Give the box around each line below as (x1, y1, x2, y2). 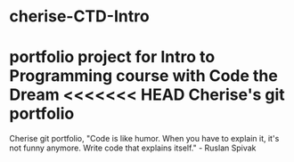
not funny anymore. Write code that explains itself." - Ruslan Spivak (9, 142, 257, 153)
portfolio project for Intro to (9, 47, 216, 68)
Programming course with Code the (9, 66, 278, 86)
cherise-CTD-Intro (9, 6, 150, 27)
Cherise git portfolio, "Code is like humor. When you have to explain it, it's (9, 134, 280, 144)
